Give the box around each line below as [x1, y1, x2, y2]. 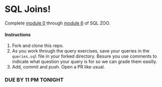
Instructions [5, 31, 31, 37]
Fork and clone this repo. [12, 42, 64, 48]
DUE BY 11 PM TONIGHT [5, 76, 64, 83]
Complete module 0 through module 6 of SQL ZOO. [5, 20, 111, 26]
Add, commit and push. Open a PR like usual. [12, 64, 105, 70]
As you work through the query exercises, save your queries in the [12, 48, 150, 54]
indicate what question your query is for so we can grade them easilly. [12, 58, 157, 64]
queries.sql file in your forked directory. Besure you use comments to [12, 53, 157, 59]
